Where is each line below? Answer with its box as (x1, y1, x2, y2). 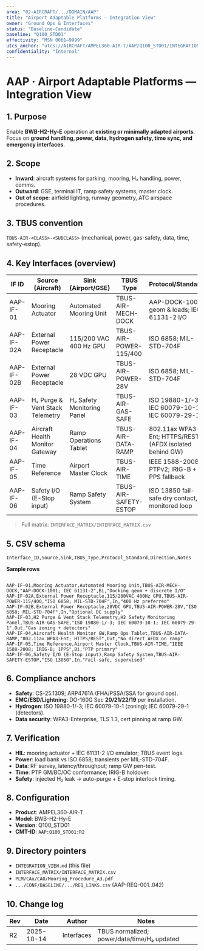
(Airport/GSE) (69, 284, 110, 292)
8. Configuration (6, 793, 70, 803)
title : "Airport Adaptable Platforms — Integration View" (6, 15, 156, 21)
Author (66, 917, 88, 925)
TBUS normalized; (97, 927, 149, 936)
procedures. (15, 200, 46, 207)
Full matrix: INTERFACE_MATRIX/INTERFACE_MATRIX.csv (21, 521, 151, 528)
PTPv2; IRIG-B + (148, 465, 197, 474)
